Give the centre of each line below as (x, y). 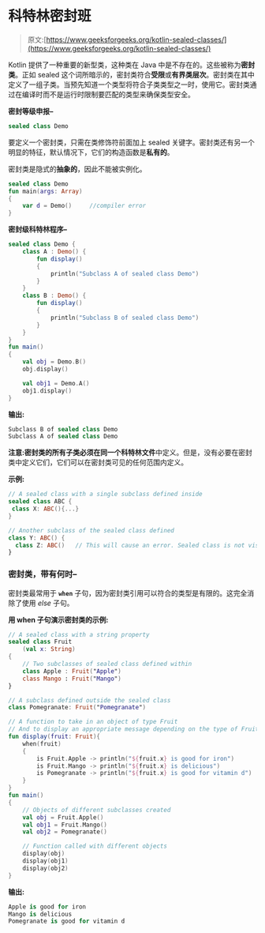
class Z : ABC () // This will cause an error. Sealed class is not (130, 545)
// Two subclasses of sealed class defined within (107, 664)
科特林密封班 (50, 16)
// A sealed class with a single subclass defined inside (105, 495)
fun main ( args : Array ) (45, 191)
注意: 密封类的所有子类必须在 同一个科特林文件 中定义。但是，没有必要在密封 (130, 453)
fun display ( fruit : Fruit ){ (54, 737)
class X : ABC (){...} (45, 509)
